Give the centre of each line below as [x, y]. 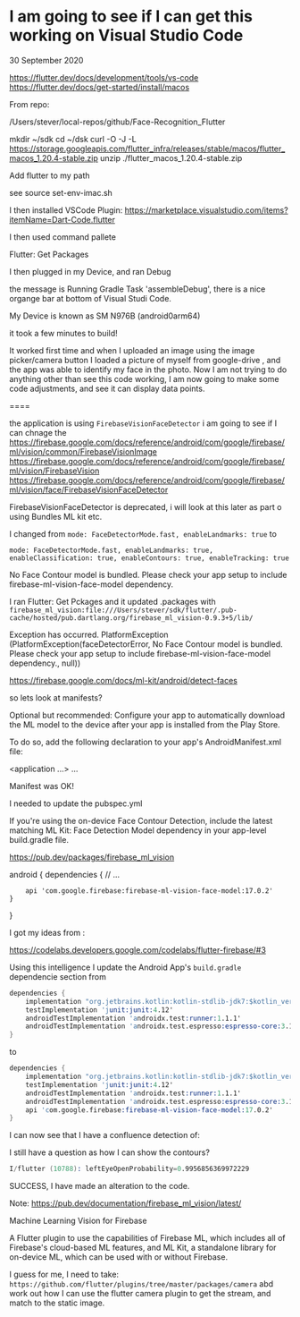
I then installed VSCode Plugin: [66, 210]
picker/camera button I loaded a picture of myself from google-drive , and [145, 360]
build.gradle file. [39, 839]
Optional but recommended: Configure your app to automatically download [147, 715]
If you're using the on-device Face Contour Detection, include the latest [141, 820]
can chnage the [38, 432]
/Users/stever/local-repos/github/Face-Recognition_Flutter [117, 122]
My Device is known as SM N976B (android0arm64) [105, 316]
